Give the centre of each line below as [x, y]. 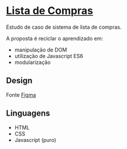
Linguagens [28, 114]
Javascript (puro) [35, 140]
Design [19, 81]
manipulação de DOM [41, 50]
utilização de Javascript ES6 [49, 56]
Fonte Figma [21, 94]
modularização [32, 62]
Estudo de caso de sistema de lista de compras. [64, 27]
